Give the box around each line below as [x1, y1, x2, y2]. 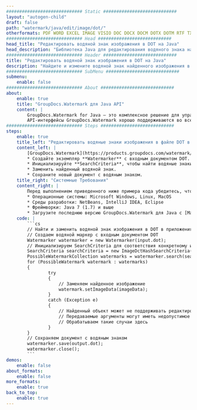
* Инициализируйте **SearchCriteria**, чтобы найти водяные [27, 161, 177, 167]
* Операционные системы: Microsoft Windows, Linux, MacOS [27, 194, 172, 200]
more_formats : [6, 379, 41, 385]
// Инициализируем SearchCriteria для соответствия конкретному [27, 242, 188, 249]
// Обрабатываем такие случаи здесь [58, 319, 148, 325]
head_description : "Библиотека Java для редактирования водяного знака [6, 47, 185, 53]
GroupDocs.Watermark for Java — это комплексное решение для [27, 112, 180, 118]
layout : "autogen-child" [6, 14, 67, 20]
